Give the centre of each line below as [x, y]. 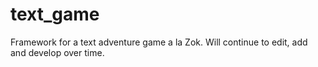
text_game [55, 14]
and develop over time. [57, 52]
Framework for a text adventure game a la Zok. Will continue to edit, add [159, 42]
